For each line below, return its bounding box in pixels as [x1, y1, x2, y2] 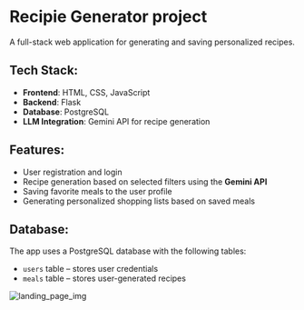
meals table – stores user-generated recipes [22, 273, 186, 284]
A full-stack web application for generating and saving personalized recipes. [9, 36, 295, 47]
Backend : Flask [22, 96, 82, 107]
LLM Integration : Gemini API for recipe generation [22, 115, 211, 126]
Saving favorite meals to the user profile [22, 185, 172, 196]
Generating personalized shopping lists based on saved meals [22, 195, 256, 206]
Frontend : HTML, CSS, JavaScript [22, 86, 151, 97]
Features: [9, 143, 65, 158]
